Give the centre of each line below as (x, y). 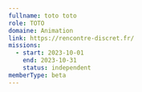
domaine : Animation (41, 30)
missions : (25, 46)
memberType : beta (37, 75)
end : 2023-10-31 (50, 61)
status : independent (57, 68)
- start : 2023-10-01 (50, 53)
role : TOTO (26, 23)
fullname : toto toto (43, 16)
